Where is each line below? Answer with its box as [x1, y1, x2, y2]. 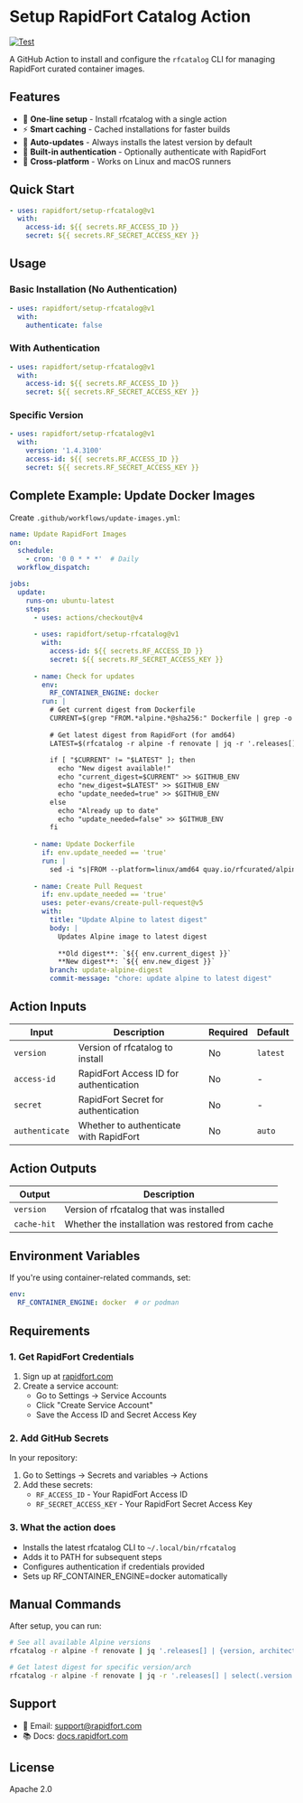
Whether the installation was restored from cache [64, 1218, 274, 1230]
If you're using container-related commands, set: [9, 1272, 191, 1284]
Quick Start [9, 182, 75, 198]
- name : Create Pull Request [32, 882, 143, 891]
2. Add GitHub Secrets [9, 1432, 109, 1444]
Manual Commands [9, 1596, 122, 1611]
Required [208, 1025, 249, 1038]
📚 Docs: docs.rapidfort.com [22, 1730, 129, 1741]
